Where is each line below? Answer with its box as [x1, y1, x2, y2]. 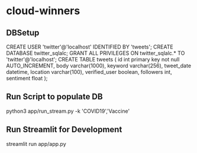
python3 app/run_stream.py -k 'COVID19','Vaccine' [6, 108, 130, 115]
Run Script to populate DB [6, 92, 103, 102]
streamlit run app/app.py [6, 140, 66, 147]
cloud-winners [6, 4, 80, 18]
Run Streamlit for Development [6, 125, 122, 135]
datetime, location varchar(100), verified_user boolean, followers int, [6, 69, 173, 75]
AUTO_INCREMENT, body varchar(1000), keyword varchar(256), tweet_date [6, 62, 191, 69]
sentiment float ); [6, 75, 48, 82]
